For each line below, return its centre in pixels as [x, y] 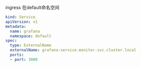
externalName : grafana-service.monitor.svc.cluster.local [73, 50]
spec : [11, 41]
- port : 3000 [24, 59]
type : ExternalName [31, 45]
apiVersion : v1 [22, 22]
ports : [17, 55]
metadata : [16, 26]
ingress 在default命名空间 [33, 7]
